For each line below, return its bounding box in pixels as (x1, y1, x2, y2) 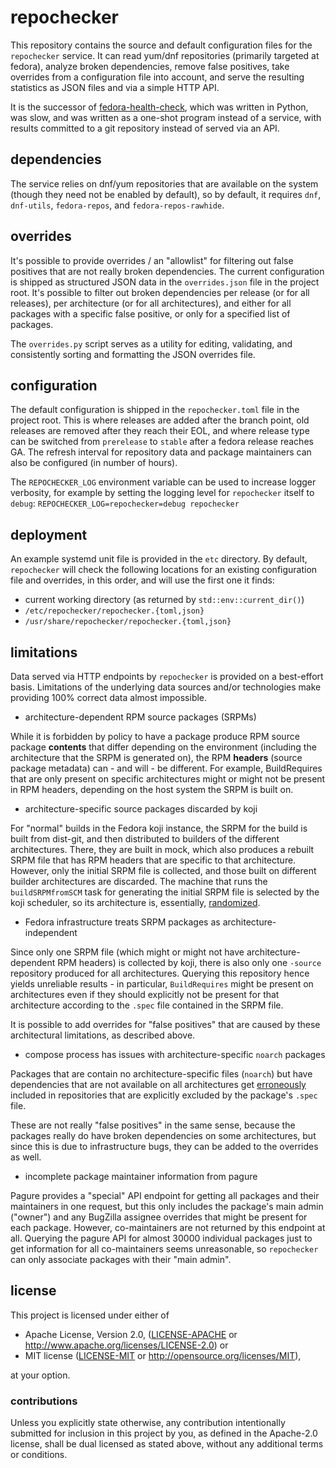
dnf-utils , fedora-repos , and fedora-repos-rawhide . (10, 199, 225, 211)
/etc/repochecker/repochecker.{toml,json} (24, 606, 205, 616)
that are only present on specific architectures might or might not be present (10, 773, 326, 785)
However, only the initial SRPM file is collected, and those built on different (10, 865, 317, 876)
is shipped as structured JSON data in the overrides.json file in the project (10, 276, 320, 288)
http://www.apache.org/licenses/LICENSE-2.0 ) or (24, 1339, 229, 1351)
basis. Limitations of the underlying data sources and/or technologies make (10, 681, 322, 693)
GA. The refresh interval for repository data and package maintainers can (10, 446, 312, 458)
